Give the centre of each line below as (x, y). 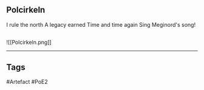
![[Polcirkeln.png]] (29, 43)
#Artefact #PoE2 (27, 82)
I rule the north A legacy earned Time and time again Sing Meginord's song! (101, 24)
